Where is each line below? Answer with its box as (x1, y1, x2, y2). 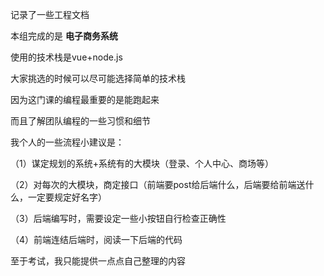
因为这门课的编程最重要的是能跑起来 (10, 94, 160, 105)
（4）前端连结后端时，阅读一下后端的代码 (10, 234, 183, 245)
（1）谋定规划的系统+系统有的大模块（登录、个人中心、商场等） (10, 158, 274, 169)
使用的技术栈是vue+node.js (10, 51, 123, 63)
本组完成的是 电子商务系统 (10, 30, 118, 42)
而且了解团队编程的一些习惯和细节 (10, 115, 151, 127)
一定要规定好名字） (27, 191, 107, 203)
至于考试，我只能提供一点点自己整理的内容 (10, 255, 186, 267)
